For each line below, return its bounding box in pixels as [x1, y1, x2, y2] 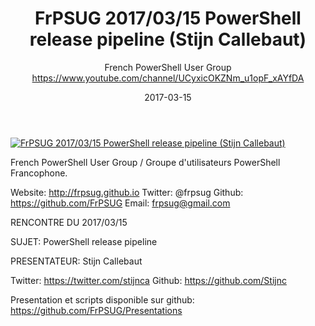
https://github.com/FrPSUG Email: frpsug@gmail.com [10, 197, 231, 209]
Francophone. [10, 167, 68, 179]
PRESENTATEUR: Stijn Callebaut [10, 255, 143, 267]
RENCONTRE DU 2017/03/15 [10, 216, 128, 228]
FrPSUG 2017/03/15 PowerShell [34, 7, 302, 30]
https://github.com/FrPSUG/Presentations [10, 304, 183, 316]
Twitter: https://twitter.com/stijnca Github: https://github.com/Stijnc [10, 274, 287, 286]
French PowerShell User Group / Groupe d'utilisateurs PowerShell [10, 156, 281, 168]
